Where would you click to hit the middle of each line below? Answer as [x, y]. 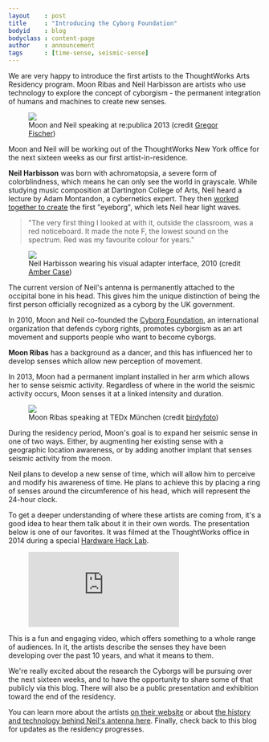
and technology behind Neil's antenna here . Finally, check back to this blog [132, 720]
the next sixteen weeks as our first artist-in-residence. [98, 158]
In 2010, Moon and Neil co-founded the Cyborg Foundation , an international [134, 320]
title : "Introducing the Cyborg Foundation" [93, 23]
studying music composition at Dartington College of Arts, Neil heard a [125, 190]
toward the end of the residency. [62, 696]
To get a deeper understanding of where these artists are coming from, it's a [135, 515]
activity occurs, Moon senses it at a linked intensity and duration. [116, 393]
